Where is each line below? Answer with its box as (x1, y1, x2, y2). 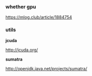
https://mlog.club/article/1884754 (5, 15, 72, 20)
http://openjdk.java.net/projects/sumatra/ (5, 65, 87, 71)
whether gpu (5, 3, 37, 10)
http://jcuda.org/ (5, 47, 38, 53)
